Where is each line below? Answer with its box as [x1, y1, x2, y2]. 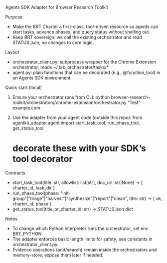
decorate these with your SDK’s [12, 142, 146, 154]
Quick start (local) [5, 84, 42, 90]
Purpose [5, 14, 23, 19]
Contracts [5, 169, 26, 175]
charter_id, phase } [12, 200, 52, 206]
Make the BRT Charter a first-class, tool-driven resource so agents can [12, 23, 159, 29]
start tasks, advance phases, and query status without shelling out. [12, 29, 151, 34]
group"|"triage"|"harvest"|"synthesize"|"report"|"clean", [12, 195, 129, 201]
